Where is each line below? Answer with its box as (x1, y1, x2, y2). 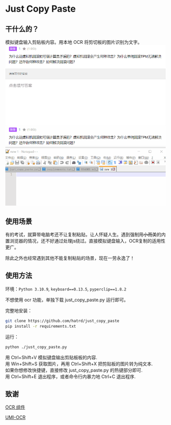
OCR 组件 (5, 404, 25, 410)
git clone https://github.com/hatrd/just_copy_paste (5, 318, 120, 324)
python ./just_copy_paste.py (5, 344, 67, 350)
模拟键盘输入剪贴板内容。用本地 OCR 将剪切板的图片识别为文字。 (5, 39, 142, 45)
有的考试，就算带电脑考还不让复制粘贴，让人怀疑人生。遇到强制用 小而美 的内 (5, 231, 166, 237)
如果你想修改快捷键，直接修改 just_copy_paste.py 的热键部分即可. (5, 367, 143, 373)
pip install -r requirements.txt (5, 324, 76, 329)
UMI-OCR (5, 414, 26, 420)
